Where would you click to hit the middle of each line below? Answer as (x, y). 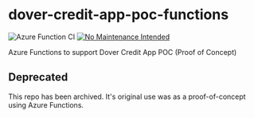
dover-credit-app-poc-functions (119, 15)
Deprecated (38, 77)
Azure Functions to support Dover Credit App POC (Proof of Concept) (123, 52)
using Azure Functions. (46, 104)
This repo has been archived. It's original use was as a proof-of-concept (127, 96)
